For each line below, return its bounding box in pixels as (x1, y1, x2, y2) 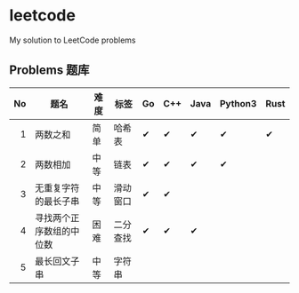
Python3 (219, 97, 257, 109)
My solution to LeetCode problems (9, 35, 136, 45)
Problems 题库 (9, 63, 90, 78)
